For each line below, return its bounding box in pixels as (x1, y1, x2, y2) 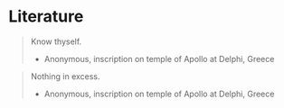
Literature (8, 6, 84, 27)
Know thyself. (30, 36, 82, 47)
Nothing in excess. (30, 70, 100, 82)
